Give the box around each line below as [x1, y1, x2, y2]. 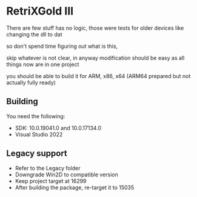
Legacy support [6, 149, 68, 159]
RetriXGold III [6, 4, 74, 18]
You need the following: [6, 112, 65, 119]
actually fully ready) [6, 79, 56, 86]
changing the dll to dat [6, 30, 62, 38]
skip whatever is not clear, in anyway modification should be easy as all [6, 54, 185, 61]
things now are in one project [6, 61, 79, 68]
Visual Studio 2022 [15, 130, 63, 138]
